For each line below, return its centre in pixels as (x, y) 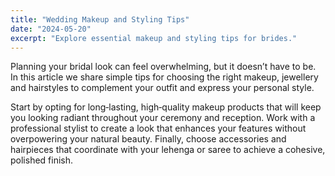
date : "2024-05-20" (51, 29)
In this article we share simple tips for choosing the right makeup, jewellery (164, 77)
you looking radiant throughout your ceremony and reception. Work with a (163, 118)
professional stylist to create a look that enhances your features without (158, 128)
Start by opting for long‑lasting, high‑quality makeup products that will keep (166, 107)
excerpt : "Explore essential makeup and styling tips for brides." (154, 38)
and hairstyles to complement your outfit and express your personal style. (162, 88)
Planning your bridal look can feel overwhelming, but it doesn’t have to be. (163, 67)
